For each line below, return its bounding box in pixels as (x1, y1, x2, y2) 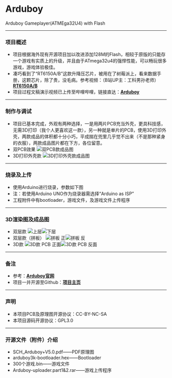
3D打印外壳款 (12, 153, 42, 159)
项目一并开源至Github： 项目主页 (12, 279, 81, 286)
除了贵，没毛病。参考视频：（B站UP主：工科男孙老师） (44, 77, 159, 83)
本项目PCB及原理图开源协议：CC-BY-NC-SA (12, 311, 107, 317)
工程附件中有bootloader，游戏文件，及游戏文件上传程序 (12, 197, 131, 203)
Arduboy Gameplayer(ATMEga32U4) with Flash (5, 20, 106, 26)
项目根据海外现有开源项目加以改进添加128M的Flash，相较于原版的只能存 (12, 51, 166, 58)
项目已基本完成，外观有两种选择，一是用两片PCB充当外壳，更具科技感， (12, 120, 166, 126)
